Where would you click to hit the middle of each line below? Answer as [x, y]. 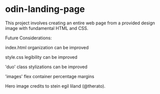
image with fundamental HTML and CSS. [47, 28]
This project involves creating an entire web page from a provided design [80, 23]
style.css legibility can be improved [41, 57]
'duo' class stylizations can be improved [46, 67]
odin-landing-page [45, 9]
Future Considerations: [29, 38]
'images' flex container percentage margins [50, 76]
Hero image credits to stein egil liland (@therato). [55, 86]
